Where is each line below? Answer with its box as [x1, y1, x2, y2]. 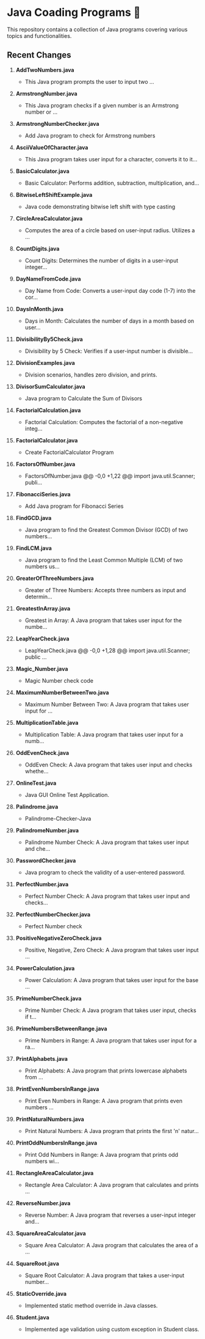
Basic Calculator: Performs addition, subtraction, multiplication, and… [24, 179, 200, 186]
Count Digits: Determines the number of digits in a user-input [24, 257, 179, 264]
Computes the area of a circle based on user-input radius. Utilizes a [24, 226, 195, 234]
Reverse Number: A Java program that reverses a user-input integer [24, 1211, 196, 1219]
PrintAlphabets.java [15, 1055, 68, 1062]
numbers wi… [24, 1157, 60, 1165]
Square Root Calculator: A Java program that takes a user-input [24, 1271, 185, 1279]
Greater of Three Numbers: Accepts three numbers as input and [24, 586, 187, 593]
